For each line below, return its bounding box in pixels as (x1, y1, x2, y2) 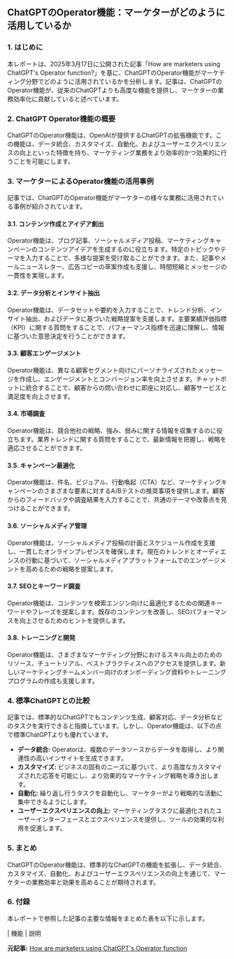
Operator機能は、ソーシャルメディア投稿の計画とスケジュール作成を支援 (7, 538, 216, 547)
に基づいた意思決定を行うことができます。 (7, 331, 129, 340)
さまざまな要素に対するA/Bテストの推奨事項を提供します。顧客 (43, 486, 226, 495)
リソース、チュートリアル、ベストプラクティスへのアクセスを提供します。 (7, 659, 220, 668)
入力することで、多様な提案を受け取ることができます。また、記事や (25, 254, 221, 262)
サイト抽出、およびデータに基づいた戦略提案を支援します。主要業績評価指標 (7, 314, 227, 323)
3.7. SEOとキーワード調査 (7, 582, 81, 591)
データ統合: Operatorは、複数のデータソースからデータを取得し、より (17, 745, 219, 754)
